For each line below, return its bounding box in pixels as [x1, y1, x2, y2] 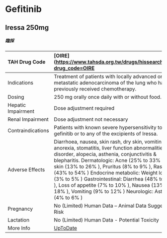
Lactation [7, 216, 30, 223]
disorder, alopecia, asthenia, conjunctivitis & [54, 151, 157, 158]
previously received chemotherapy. [54, 85, 137, 92]
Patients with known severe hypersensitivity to [54, 124, 163, 131]
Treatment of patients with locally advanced [54, 73, 157, 80]
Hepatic [7, 101, 26, 108]
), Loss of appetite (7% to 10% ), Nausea [54, 181, 150, 188]
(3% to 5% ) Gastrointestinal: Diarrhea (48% [54, 175, 158, 182]
